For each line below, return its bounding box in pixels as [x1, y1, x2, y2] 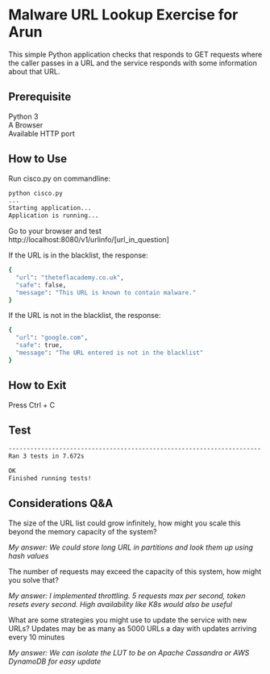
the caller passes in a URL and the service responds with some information [8, 58, 258, 68]
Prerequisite [8, 90, 72, 104]
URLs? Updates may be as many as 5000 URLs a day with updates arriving [8, 623, 257, 633]
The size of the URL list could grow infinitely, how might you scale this [8, 518, 241, 528]
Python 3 [8, 111, 39, 121]
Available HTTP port [8, 128, 75, 138]
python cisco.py [8, 189, 63, 197]
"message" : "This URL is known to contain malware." [15, 288, 197, 296]
